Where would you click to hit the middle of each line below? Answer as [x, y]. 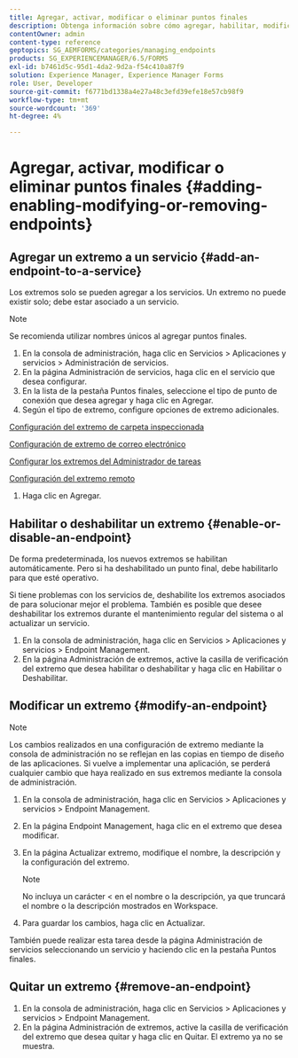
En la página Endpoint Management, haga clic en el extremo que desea [152, 826]
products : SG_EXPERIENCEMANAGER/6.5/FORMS [89, 59]
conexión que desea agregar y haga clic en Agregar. [118, 401]
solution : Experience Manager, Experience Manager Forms [117, 75]
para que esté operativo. [54, 577]
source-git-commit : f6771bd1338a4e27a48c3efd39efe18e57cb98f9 [126, 91]
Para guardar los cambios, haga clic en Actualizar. [114, 922]
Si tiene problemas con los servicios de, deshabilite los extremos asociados [147, 594]
